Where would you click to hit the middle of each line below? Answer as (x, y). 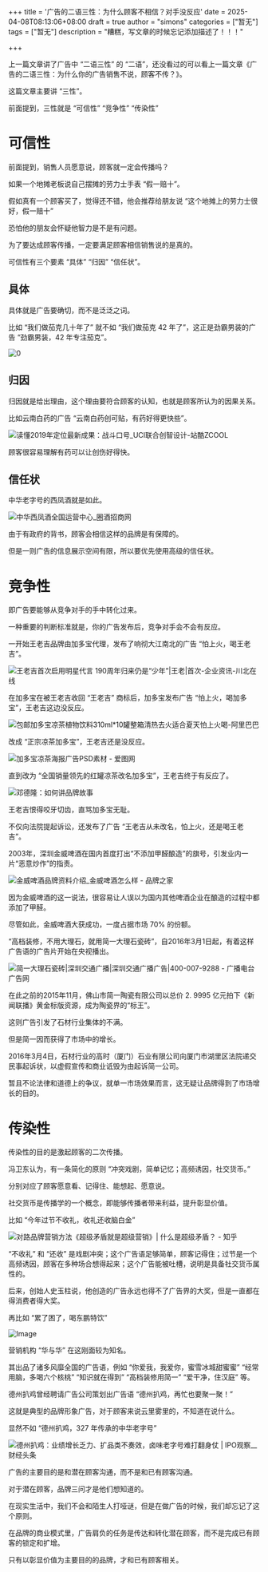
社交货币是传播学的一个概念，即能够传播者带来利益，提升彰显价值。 (120, 1203)
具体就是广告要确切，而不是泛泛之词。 (71, 310)
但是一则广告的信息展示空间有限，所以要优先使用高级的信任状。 (113, 551)
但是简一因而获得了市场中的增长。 (64, 1039)
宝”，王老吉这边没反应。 (49, 708)
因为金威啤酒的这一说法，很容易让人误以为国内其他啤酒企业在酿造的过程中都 (134, 898)
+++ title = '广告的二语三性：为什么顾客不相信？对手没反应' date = (117, 12)
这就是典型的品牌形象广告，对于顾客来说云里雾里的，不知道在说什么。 (124, 1411)
